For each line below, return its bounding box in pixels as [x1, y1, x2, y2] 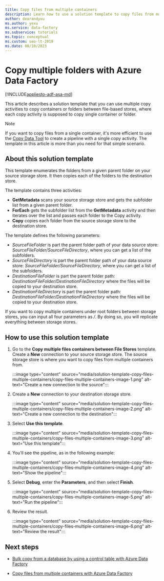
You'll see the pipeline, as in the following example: [12, 450, 115, 456]
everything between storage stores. [5, 319, 77, 325]
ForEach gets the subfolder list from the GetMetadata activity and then [12, 208, 156, 213]
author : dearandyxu [5, 16, 45, 21]
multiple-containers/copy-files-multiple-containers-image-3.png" [12, 435, 144, 441]
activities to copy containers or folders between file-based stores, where [5, 106, 152, 112]
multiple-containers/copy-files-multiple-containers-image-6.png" [12, 523, 144, 529]
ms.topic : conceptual [5, 35, 49, 40]
